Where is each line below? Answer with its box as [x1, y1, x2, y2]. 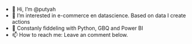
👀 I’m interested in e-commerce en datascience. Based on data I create [11, 12, 186, 19]
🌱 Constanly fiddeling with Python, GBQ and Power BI [11, 24, 144, 32]
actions [11, 18, 30, 25]
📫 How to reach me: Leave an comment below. [11, 32, 128, 38]
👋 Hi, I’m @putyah [11, 6, 56, 12]
